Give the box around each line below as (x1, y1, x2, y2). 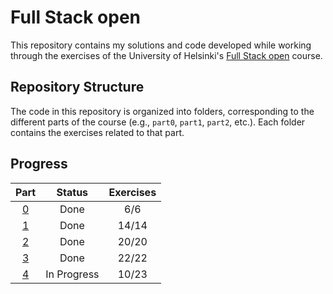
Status (56, 185, 89, 199)
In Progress (45, 267, 100, 281)
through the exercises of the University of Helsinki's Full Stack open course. (10, 49, 323, 61)
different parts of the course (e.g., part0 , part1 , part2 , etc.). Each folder (10, 116, 306, 128)
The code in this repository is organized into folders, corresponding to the (10, 105, 315, 117)
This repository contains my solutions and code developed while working (10, 39, 312, 51)
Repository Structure (10, 79, 145, 96)
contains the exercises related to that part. (10, 126, 185, 138)
